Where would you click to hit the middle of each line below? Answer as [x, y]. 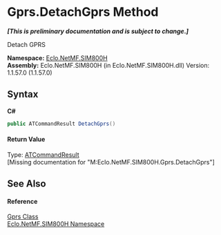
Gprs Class [23, 217]
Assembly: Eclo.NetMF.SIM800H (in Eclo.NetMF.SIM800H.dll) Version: [108, 65]
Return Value [26, 140]
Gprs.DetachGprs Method [83, 12]
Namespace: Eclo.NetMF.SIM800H [58, 58]
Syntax [23, 94]
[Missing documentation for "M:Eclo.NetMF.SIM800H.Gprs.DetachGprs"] [111, 162]
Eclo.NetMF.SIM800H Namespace [56, 224]
